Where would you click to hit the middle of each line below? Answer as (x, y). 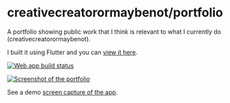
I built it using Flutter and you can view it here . (72, 52)
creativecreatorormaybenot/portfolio (115, 13)
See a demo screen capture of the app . (62, 92)
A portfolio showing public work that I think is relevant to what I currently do (114, 32)
